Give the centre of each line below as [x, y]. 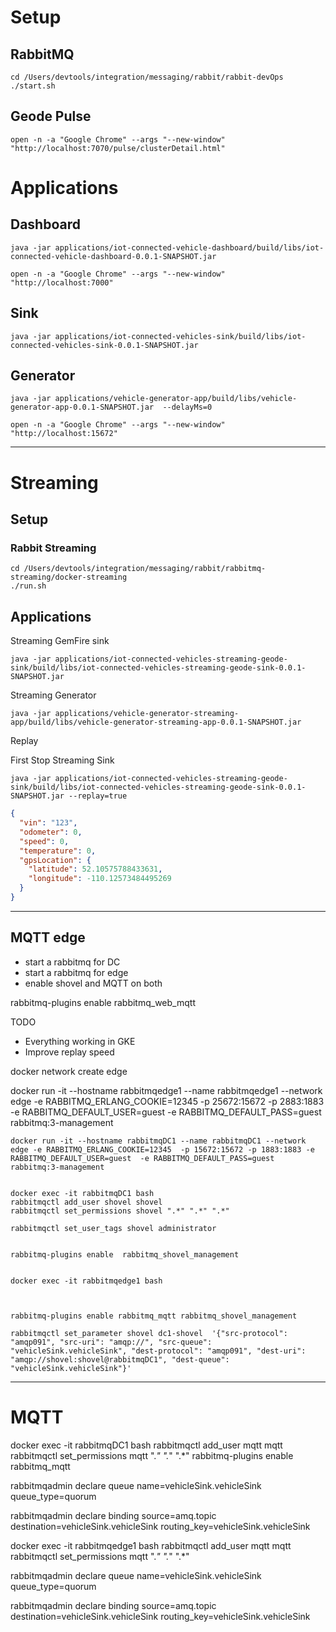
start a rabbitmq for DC [72, 962]
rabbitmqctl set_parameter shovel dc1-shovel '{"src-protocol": [149, 1333]
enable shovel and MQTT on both [93, 983]
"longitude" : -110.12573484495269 [100, 879]
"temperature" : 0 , [58, 851]
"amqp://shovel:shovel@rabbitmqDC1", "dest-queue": [120, 1359]
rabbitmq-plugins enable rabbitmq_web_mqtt [103, 1002]
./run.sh [28, 586]
